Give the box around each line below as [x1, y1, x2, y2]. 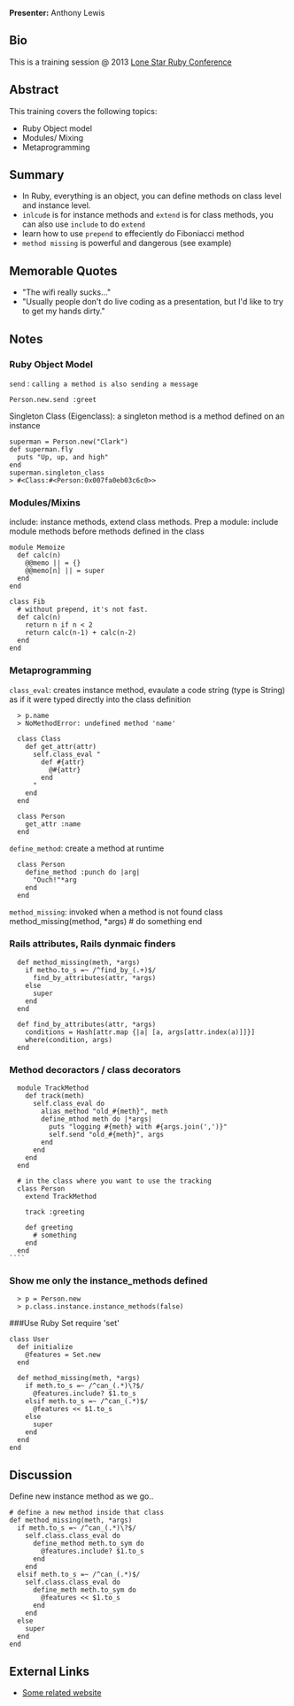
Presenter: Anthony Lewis [9, 8, 105, 18]
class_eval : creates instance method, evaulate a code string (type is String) [9, 684, 286, 695]
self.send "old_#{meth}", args [48, 1131, 165, 1139]
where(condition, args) [25, 1035, 113, 1044]
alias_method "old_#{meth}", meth [41, 1107, 168, 1116]
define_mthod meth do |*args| [41, 1115, 152, 1123]
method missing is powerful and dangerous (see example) [21, 238, 232, 249]
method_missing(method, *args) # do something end [9, 915, 203, 926]
